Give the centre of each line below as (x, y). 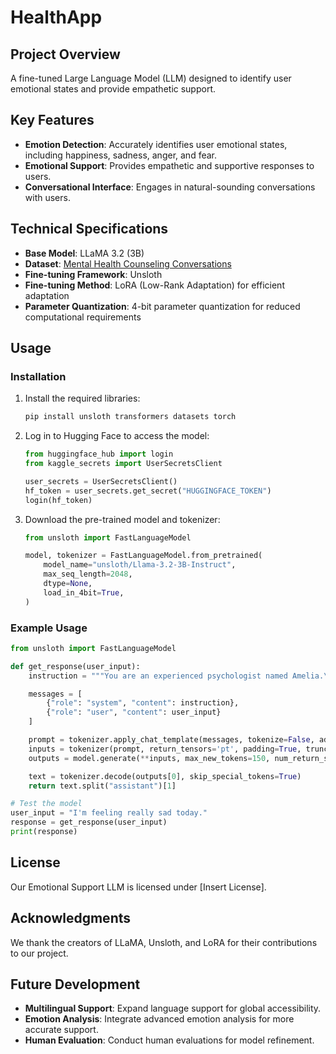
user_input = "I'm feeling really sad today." (109, 813)
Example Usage (49, 628)
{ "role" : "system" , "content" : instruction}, (143, 703)
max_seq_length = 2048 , (88, 574)
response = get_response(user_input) (89, 822)
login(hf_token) (58, 500)
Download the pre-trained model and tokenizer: (122, 519)
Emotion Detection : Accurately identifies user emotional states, (156, 144)
